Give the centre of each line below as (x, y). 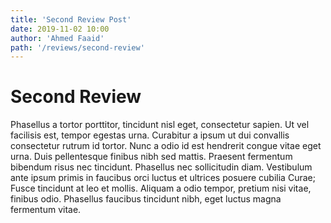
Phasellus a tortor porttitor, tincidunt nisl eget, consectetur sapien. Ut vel (160, 125)
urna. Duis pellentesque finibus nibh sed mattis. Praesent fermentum (151, 157)
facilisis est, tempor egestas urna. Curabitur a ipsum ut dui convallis (150, 135)
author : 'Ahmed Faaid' (57, 38)
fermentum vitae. (46, 210)
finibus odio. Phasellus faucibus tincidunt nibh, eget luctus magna (146, 199)
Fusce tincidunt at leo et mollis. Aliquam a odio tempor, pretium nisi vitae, (161, 188)
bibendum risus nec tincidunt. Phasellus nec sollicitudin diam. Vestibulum (161, 167)
